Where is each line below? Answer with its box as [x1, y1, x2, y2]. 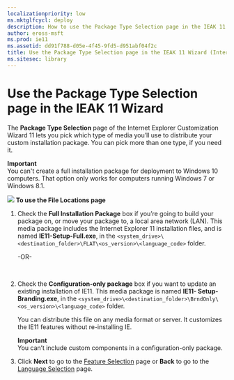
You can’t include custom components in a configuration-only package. [17, 343, 223, 352]
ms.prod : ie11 [7, 36, 49, 43]
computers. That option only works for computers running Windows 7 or [7, 174, 214, 182]
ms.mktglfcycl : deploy [7, 17, 73, 24]
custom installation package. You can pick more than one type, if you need [7, 138, 221, 146]
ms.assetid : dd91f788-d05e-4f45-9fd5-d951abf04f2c [7, 43, 157, 50]
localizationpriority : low [7, 10, 86, 17]
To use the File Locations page [15, 196, 106, 204]
